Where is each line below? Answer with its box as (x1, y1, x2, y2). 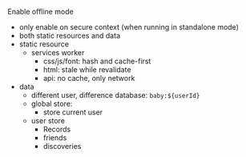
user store (30, 116, 66, 125)
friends (42, 133, 67, 143)
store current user (42, 107, 103, 117)
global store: (30, 99, 73, 108)
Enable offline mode (7, 7, 74, 16)
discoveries (42, 142, 82, 151)
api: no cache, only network (42, 74, 135, 83)
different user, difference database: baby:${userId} (30, 91, 200, 99)
